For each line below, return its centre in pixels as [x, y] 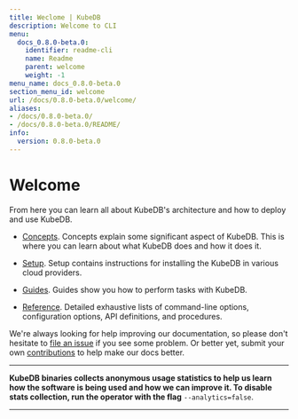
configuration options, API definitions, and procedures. [122, 316]
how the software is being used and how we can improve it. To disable [141, 387]
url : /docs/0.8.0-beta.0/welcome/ [73, 100]
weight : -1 [45, 75]
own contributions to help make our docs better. [97, 352]
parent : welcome [55, 67]
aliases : [25, 108]
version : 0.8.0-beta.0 [59, 141]
